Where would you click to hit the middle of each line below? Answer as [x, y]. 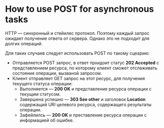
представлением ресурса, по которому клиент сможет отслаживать [85, 68]
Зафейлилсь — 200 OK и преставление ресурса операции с [83, 115]
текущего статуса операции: [42, 83]
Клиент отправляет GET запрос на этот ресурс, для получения [79, 78]
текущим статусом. [40, 94]
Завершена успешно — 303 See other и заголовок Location [82, 99]
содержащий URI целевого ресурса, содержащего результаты [85, 104]
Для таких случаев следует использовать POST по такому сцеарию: [78, 53]
